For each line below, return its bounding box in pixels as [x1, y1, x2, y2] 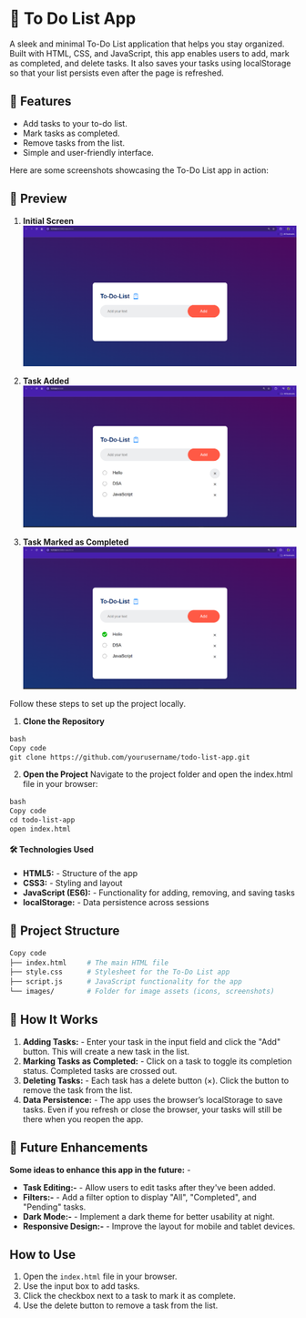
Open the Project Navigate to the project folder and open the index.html [22, 769, 293, 780]
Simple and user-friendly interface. [22, 147, 155, 158]
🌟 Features [9, 94, 72, 109]
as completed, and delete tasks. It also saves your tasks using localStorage [9, 57, 291, 68]
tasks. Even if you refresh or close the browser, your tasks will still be [22, 1104, 282, 1115]
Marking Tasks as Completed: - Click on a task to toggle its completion [22, 1056, 292, 1067]
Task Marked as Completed [22, 536, 129, 547]
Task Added [22, 375, 70, 386]
